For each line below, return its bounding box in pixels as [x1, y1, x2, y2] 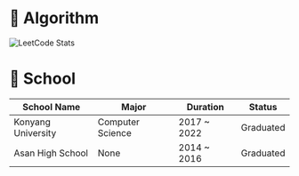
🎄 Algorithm [9, 8, 100, 28]
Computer [97, 116, 141, 128]
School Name [21, 100, 81, 113]
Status [248, 100, 278, 113]
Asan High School [13, 147, 89, 159]
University [13, 126, 57, 139]
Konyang [13, 116, 52, 128]
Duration [186, 100, 224, 113]
